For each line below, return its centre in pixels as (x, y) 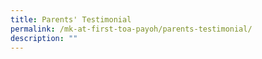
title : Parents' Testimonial (71, 19)
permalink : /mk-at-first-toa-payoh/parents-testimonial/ (131, 29)
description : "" (44, 38)
